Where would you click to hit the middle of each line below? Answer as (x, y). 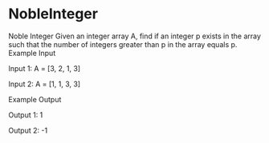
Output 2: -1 (28, 130)
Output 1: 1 (26, 115)
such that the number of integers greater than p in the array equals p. (123, 44)
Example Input (32, 53)
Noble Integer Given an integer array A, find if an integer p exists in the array (134, 36)
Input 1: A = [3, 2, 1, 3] (45, 68)
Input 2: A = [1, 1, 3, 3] (45, 84)
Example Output (35, 99)
